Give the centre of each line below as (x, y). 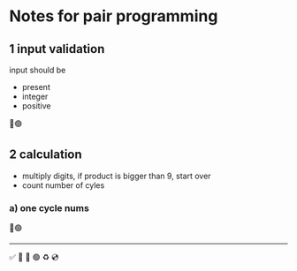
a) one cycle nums (49, 207)
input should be (38, 70)
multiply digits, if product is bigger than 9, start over (116, 176)
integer (35, 96)
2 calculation (46, 155)
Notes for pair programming (114, 16)
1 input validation (57, 49)
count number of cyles (63, 185)
